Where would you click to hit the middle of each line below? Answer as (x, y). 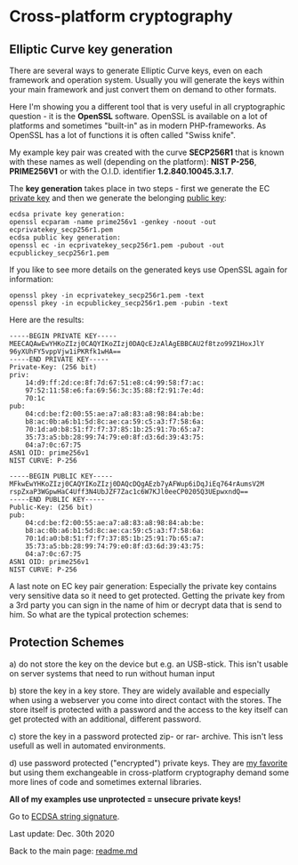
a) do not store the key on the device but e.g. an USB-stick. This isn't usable (149, 664)
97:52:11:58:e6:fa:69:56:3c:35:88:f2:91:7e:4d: (115, 391)
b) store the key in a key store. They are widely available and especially (140, 691)
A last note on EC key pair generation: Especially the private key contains (143, 586)
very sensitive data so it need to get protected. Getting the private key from (147, 595)
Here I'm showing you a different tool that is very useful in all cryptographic (147, 107)
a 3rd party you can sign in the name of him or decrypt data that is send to (145, 605)
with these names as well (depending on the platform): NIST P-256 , (133, 162)
